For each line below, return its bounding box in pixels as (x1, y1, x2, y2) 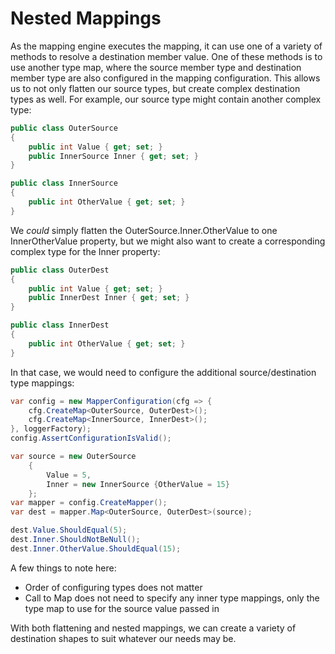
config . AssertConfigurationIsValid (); (10, 433, 172, 444)
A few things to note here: (10, 562, 117, 574)
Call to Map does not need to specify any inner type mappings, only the (24, 592, 320, 604)
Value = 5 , (46, 470, 92, 480)
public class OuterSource (10, 123, 118, 133)
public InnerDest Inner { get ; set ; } (28, 293, 190, 303)
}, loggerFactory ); (10, 424, 92, 434)
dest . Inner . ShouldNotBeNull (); (10, 535, 141, 545)
